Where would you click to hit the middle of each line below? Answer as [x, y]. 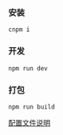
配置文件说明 [29, 122]
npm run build [32, 107]
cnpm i [19, 30]
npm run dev [28, 68]
